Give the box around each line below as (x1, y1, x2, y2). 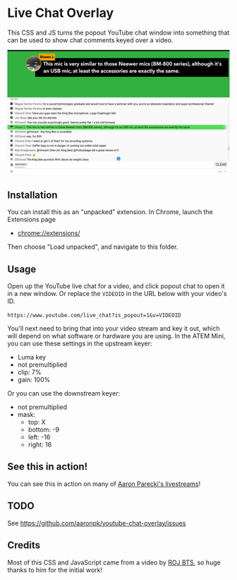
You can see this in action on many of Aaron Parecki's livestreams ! (7, 479, 201, 488)
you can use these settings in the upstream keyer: (7, 339, 153, 348)
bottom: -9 (28, 425, 60, 434)
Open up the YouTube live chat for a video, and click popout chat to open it (7, 282, 225, 290)
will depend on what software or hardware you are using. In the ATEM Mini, (7, 332, 226, 341)
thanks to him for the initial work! (7, 565, 102, 574)
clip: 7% (17, 368, 42, 377)
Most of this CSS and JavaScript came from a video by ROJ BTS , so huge (7, 558, 221, 567)
